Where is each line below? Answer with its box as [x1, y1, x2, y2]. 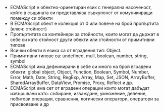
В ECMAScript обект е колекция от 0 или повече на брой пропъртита [10, 20, 159, 26]
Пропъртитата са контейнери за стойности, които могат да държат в [10, 31, 159, 37]
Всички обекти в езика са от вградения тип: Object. [10, 48, 122, 53]
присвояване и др [10, 101, 49, 107]
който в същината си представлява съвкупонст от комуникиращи [10, 10, 153, 16]
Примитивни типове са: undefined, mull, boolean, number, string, [10, 53, 148, 59]
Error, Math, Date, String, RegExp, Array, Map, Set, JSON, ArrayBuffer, [10, 74, 156, 80]
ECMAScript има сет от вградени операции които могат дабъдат [10, 85, 150, 91]
